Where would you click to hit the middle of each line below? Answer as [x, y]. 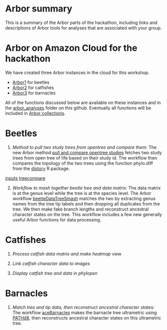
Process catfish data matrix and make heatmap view [67, 253]
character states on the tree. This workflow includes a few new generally [87, 214]
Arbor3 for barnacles [34, 92]
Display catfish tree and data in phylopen [55, 273]
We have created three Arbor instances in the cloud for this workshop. [77, 72]
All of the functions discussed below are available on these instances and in [83, 102]
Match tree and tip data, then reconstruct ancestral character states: [83, 307]
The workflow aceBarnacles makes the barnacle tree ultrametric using [84, 312]
